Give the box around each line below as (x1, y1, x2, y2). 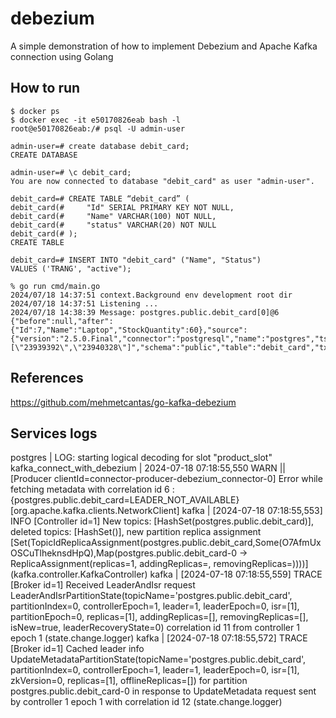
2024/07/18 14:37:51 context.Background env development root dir (10, 290, 293, 300)
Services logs (10, 425, 98, 442)
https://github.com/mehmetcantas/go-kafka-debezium (10, 396, 237, 408)
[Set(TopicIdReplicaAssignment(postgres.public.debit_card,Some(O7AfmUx (10, 537, 322, 549)
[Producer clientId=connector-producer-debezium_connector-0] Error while (10, 473, 323, 485)
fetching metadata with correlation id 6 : (10, 483, 175, 496)
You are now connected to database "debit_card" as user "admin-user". (10, 176, 315, 186)
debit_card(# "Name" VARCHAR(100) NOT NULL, (10, 211, 217, 221)
